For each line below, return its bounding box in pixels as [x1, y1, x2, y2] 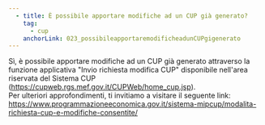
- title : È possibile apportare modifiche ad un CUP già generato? [15, 11, 249, 20]
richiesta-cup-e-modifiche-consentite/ [8, 108, 139, 118]
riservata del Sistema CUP [8, 73, 96, 83]
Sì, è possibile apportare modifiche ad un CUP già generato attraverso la [8, 56, 250, 66]
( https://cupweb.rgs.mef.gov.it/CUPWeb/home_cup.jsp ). [8, 82, 196, 92]
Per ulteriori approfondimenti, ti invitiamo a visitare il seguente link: [8, 90, 231, 101]
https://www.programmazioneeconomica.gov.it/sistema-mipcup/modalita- [8, 99, 257, 109]
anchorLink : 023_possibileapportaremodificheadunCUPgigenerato [23, 34, 241, 43]
